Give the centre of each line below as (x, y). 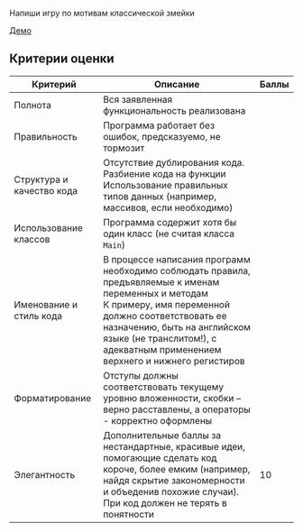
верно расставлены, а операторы (177, 409)
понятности (129, 514)
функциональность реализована (174, 110)
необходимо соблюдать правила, (177, 271)
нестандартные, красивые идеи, (174, 446)
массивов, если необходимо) (168, 207)
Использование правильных (165, 185)
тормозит (124, 148)
